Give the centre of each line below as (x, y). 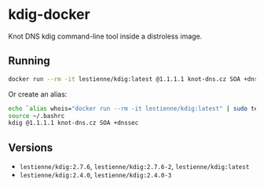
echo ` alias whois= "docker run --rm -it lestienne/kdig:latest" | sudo (128, 108)
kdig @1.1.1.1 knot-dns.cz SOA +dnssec (73, 123)
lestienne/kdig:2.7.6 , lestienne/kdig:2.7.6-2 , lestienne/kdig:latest (134, 167)
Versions (31, 147)
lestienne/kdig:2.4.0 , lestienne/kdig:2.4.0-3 (95, 175)
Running (29, 61)
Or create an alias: (38, 94)
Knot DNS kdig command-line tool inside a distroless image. (105, 36)
